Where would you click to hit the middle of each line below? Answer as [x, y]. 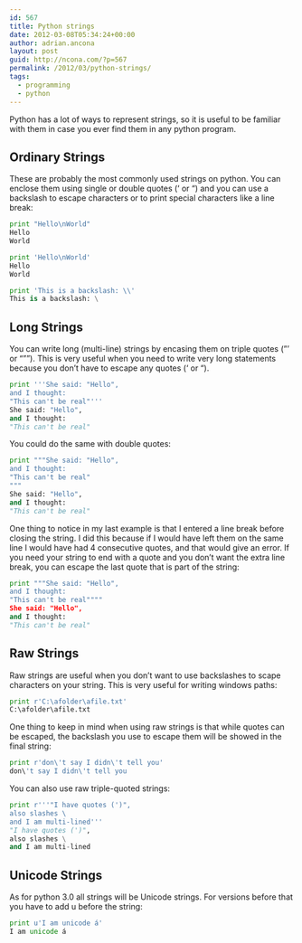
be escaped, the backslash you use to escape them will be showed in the [146, 737]
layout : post [34, 52]
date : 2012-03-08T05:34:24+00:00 [72, 34]
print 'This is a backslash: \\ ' [72, 290]
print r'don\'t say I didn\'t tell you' [87, 763]
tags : [19, 77]
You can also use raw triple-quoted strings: [90, 788]
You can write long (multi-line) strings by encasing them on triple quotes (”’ [149, 349]
